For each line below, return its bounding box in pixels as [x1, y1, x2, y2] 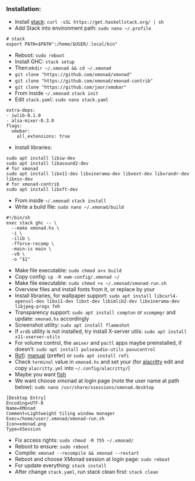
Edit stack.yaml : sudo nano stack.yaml [14, 96, 108, 103]
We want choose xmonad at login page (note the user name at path [14, 377, 180, 385]
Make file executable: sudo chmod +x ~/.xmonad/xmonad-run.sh [14, 279, 167, 287]
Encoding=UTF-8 [6, 400, 44, 406]
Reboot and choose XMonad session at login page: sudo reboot [14, 455, 170, 463]
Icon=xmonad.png [6, 421, 46, 427]
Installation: [6, 5, 41, 13]
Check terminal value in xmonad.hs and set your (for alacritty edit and [14, 359, 184, 366]
